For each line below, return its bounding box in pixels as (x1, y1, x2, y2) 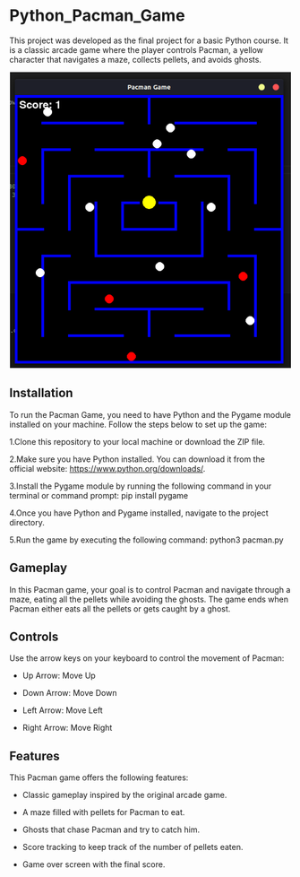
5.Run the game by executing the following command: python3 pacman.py (9, 534, 284, 545)
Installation (9, 386, 73, 401)
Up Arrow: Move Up (21, 670, 96, 682)
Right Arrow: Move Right (21, 723, 113, 734)
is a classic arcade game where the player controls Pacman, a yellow (9, 44, 264, 55)
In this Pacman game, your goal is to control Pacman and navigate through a (9, 584, 291, 595)
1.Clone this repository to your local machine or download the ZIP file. (9, 436, 266, 447)
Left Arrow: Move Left (21, 705, 103, 716)
